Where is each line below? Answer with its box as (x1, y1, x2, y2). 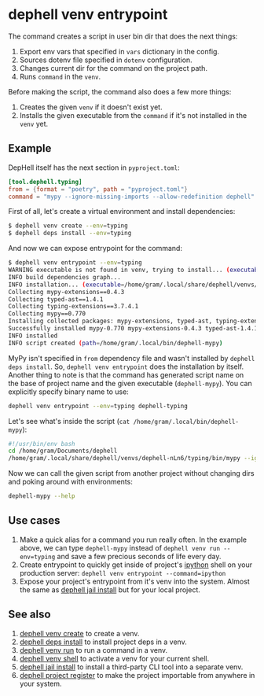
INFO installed (8, 332, 58, 340)
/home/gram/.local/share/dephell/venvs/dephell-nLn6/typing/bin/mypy (8, 455, 241, 462)
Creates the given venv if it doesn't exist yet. (19, 102, 163, 112)
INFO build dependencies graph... (8, 273, 122, 281)
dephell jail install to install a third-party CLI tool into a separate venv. (19, 662, 244, 672)
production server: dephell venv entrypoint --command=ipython (19, 568, 226, 577)
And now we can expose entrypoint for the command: (8, 244, 183, 253)
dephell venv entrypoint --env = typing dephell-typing (8, 402, 189, 410)
